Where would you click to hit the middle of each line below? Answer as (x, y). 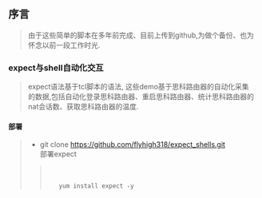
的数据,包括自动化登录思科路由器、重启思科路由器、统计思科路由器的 (141, 97)
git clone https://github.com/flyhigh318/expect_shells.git (133, 145)
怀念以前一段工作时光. (64, 45)
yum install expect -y (96, 186)
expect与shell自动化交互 (56, 68)
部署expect (58, 154)
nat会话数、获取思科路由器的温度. (83, 107)
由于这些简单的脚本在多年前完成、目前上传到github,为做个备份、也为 (141, 35)
